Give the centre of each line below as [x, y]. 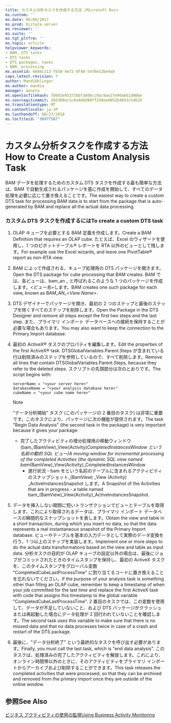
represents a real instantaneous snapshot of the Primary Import [79, 529]
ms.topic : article [25, 43]
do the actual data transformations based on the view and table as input [88, 547]
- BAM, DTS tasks [24, 53]
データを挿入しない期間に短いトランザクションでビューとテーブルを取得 [88, 505]
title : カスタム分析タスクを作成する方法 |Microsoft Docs [62, 10]
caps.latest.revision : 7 [32, 76]
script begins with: [32, 374]
